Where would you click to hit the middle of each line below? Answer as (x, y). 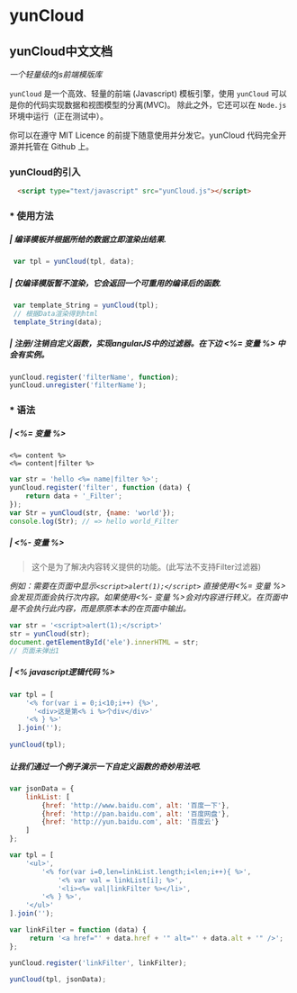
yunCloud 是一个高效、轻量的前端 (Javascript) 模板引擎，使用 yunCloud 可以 (148, 94)
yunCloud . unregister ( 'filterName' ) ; (78, 385)
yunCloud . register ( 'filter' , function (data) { (100, 488)
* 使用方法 (31, 216)
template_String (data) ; (58, 322)
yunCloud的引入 (45, 172)
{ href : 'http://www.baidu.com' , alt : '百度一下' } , (136, 805)
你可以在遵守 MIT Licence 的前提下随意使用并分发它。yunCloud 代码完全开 (148, 135)
